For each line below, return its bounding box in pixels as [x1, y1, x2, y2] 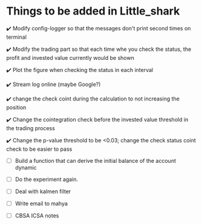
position [6, 104, 27, 111]
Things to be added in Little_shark [6, 4, 180, 18]
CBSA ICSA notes [15, 212, 59, 219]
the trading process [6, 124, 56, 131]
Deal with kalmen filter [15, 188, 71, 195]
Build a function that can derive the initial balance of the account [15, 157, 177, 164]
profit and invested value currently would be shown [6, 54, 134, 61]
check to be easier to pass [6, 145, 73, 153]
